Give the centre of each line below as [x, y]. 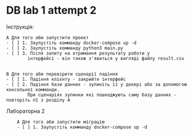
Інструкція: [20, 27]
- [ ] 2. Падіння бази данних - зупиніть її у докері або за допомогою [96, 84]
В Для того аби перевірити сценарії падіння [62, 74]
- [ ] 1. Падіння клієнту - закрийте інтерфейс [66, 79]
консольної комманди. [33, 90]
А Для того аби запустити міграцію [61, 122]
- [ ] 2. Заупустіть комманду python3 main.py [65, 48]
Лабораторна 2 [26, 111]
